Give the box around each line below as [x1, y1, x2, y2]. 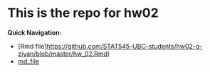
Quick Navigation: [7, 28, 62, 37]
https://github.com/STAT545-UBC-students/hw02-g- [46, 42, 203, 50]
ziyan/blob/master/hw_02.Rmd [17, 49, 108, 58]
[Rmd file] [17, 42, 47, 50]
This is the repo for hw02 [7, 5, 159, 21]
